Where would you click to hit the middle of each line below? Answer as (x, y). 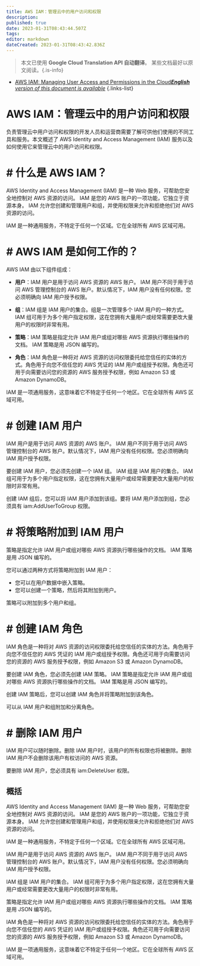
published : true (26, 23)
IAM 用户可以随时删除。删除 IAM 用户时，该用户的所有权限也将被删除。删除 (99, 751)
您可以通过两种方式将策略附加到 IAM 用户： (60, 570)
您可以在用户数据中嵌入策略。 (51, 582)
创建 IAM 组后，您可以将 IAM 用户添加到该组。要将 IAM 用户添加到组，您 (96, 498)
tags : (13, 34)
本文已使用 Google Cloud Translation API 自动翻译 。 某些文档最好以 (104, 62)
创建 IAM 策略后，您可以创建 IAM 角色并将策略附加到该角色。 (81, 694)
